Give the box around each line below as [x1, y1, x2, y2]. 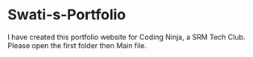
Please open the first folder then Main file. [7, 40, 147, 50]
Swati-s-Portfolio [7, 6, 126, 24]
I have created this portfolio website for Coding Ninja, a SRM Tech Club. [7, 32, 246, 42]
